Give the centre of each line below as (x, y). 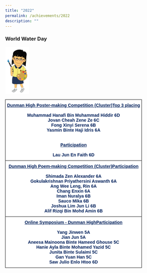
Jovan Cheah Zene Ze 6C (74, 120)
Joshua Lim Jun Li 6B (73, 206)
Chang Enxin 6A (73, 191)
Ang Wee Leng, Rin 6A (73, 186)
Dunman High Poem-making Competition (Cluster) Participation (73, 166)
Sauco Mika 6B (73, 201)
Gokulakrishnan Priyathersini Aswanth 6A (74, 181)
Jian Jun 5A (73, 237)
